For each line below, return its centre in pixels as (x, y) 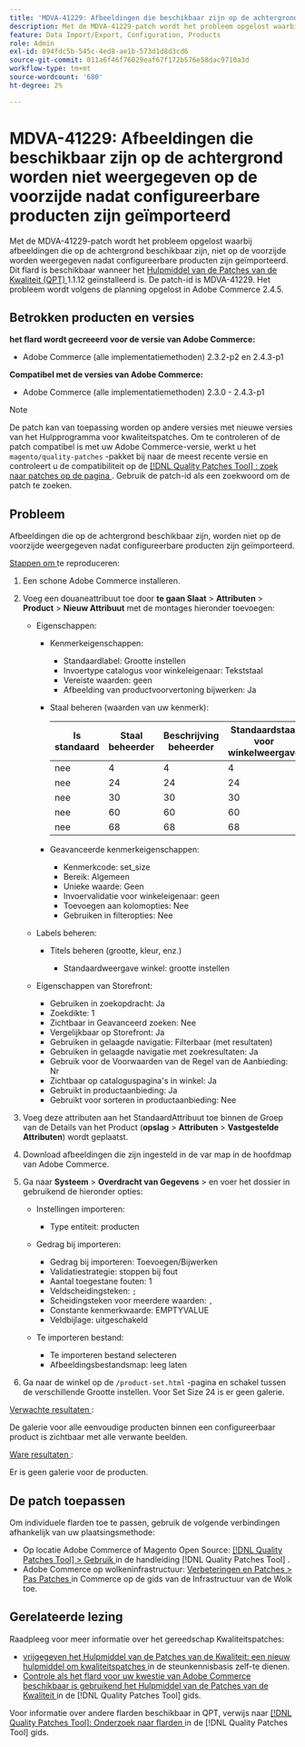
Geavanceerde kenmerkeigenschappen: (124, 850)
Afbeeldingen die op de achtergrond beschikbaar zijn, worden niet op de (145, 536)
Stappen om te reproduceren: (64, 564)
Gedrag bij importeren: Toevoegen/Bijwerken (133, 1262)
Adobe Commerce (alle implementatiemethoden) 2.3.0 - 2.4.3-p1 (143, 393)
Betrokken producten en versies (102, 318)
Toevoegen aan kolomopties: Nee (126, 906)
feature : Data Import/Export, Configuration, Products (115, 35)
